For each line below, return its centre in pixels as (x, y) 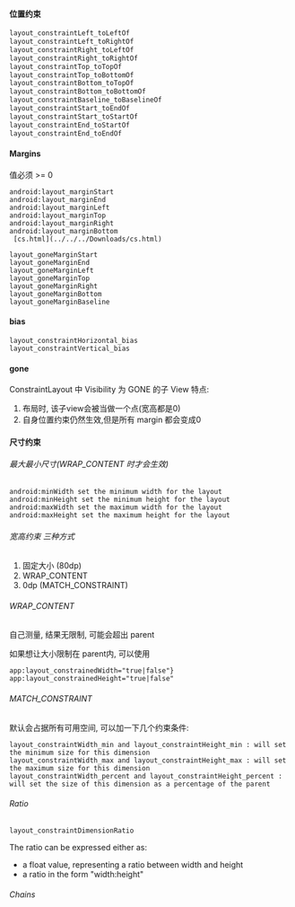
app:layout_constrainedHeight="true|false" (92, 679)
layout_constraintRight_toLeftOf (72, 49)
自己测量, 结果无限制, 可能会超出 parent (82, 635)
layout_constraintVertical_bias (69, 348)
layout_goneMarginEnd (50, 262)
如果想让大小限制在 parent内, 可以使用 (80, 654)
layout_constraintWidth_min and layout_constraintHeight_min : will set (148, 744)
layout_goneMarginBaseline (60, 302)
